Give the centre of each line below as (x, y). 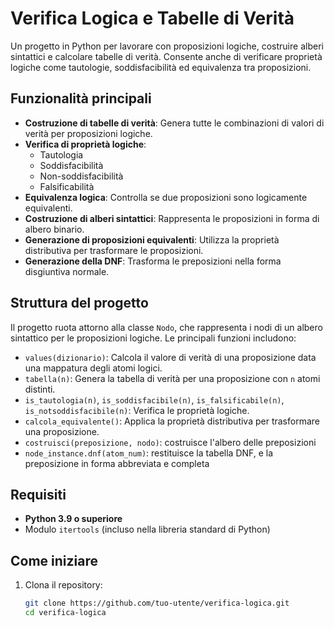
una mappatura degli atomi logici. (93, 368)
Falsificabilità (67, 186)
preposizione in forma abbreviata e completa (117, 463)
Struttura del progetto (79, 303)
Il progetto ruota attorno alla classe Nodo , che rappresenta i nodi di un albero (166, 327)
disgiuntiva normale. (67, 271)
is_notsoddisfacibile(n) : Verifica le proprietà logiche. (137, 410)
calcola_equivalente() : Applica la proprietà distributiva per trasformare (172, 421)
